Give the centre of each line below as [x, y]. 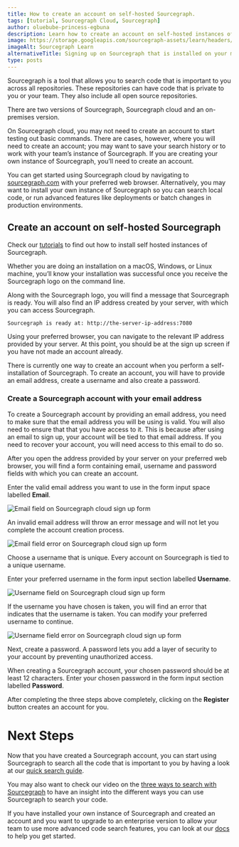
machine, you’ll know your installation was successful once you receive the [118, 273]
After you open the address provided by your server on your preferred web [117, 458]
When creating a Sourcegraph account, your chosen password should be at [118, 670]
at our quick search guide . [46, 770]
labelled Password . [36, 685]
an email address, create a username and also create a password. [104, 380]
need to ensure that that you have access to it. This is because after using [116, 429]
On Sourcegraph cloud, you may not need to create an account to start [111, 131]
